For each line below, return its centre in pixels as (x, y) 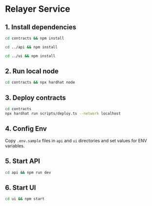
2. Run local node (32, 71)
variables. (15, 146)
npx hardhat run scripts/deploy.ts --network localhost (63, 114)
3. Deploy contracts (36, 98)
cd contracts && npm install (35, 38)
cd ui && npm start (25, 199)
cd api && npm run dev (28, 172)
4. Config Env (26, 129)
